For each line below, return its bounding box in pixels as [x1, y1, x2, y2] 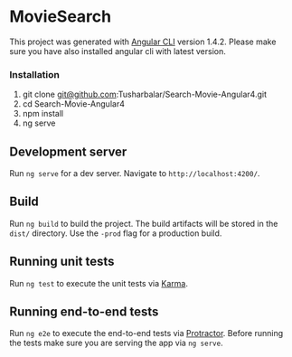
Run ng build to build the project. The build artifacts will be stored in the [9, 218, 278, 229]
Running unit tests [9, 254, 115, 269]
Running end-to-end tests [9, 305, 159, 320]
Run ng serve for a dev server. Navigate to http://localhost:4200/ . [9, 168, 260, 179]
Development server [9, 144, 127, 159]
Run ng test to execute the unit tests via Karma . [9, 277, 188, 288]
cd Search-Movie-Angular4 [22, 99, 125, 109]
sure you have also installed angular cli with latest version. [9, 45, 226, 56]
